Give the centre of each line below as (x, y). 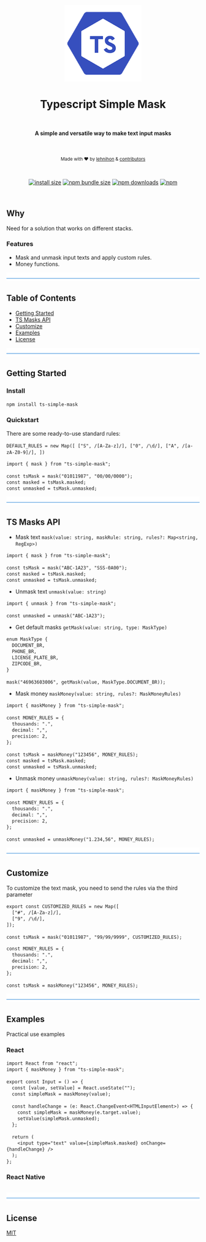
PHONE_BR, (24, 651)
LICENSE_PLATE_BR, (36, 658)
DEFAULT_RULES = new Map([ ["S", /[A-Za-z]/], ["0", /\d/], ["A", (93, 446)
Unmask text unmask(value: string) (61, 592)
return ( (23, 1137)
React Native (26, 1177)
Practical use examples (36, 1034)
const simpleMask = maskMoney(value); (62, 1094)
